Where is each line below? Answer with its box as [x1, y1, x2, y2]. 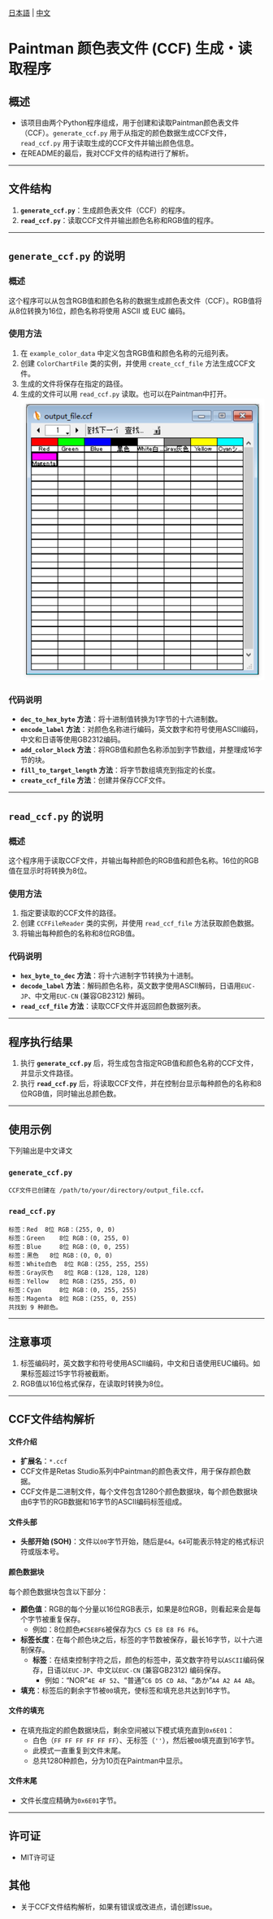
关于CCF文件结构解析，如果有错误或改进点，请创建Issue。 [19, 1901, 217, 1912]
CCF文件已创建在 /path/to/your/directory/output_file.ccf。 [8, 1186, 208, 1195]
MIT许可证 [19, 1852, 55, 1862]
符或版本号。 [19, 1547, 63, 1557]
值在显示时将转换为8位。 [8, 865, 92, 875]
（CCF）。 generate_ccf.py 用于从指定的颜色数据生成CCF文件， [19, 128, 232, 138]
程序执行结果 [8, 1035, 73, 1049]
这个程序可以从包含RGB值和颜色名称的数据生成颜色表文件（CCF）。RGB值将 [8, 296, 262, 305]
